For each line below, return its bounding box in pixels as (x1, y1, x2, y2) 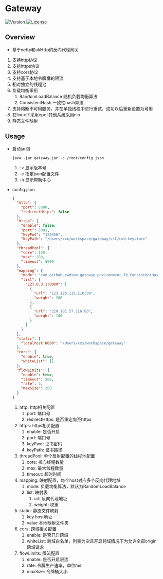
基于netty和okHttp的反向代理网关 (12, 47, 79, 53)
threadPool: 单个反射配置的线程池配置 (19, 453, 95, 459)
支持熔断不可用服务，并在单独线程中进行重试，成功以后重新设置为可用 (12, 106, 153, 111)
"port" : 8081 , (21, 227, 50, 233)
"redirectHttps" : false (21, 210, 69, 215)
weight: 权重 (34, 502, 59, 507)
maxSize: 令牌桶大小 (26, 568, 68, 574)
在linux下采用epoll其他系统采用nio (12, 111, 80, 117)
